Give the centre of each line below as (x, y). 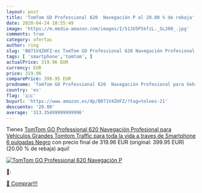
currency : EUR (24, 68)
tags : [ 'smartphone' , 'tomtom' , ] (50, 57)
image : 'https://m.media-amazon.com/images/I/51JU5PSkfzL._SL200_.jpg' (98, 29)
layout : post (23, 12)
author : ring (23, 46)
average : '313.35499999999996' (45, 112)
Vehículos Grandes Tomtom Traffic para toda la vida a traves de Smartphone (101, 136)
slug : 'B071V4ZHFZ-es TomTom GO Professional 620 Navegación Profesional (101, 51)
